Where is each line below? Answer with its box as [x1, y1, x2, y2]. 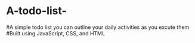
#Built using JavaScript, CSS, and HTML [6, 29, 106, 37]
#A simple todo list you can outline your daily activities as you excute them [6, 24, 190, 31]
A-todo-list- [6, 4, 67, 18]
